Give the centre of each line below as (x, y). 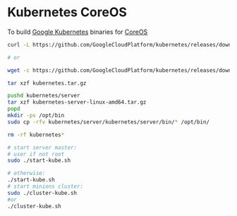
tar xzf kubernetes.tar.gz (47, 83)
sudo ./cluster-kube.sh (42, 193)
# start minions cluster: (45, 187)
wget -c (19, 70)
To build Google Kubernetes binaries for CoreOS (78, 32)
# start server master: (42, 148)
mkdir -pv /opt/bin (36, 116)
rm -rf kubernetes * (36, 135)
